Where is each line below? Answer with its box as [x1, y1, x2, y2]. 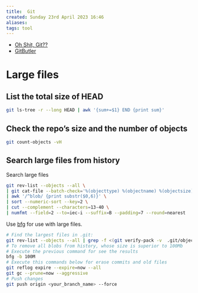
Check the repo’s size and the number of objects [6, 123, 188, 133]
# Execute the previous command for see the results [6, 248, 138, 254]
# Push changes [6, 275, 44, 282]
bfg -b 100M [6, 254, 35, 260]
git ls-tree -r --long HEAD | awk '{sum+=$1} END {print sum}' [6, 107, 165, 113]
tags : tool [6, 25, 33, 31]
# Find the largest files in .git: [6, 232, 94, 238]
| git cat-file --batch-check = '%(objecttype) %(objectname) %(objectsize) [6, 188, 194, 194]
